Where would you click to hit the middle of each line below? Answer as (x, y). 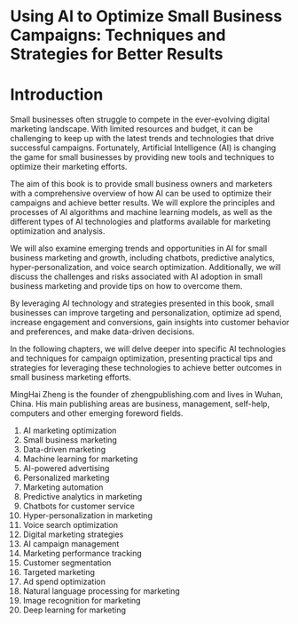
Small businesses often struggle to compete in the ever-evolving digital (140, 120)
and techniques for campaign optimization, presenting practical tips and (141, 358)
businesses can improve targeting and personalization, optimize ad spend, (146, 313)
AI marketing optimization (70, 431)
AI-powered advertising (66, 468)
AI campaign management (71, 544)
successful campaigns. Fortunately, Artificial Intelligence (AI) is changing (143, 148)
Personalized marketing (66, 478)
